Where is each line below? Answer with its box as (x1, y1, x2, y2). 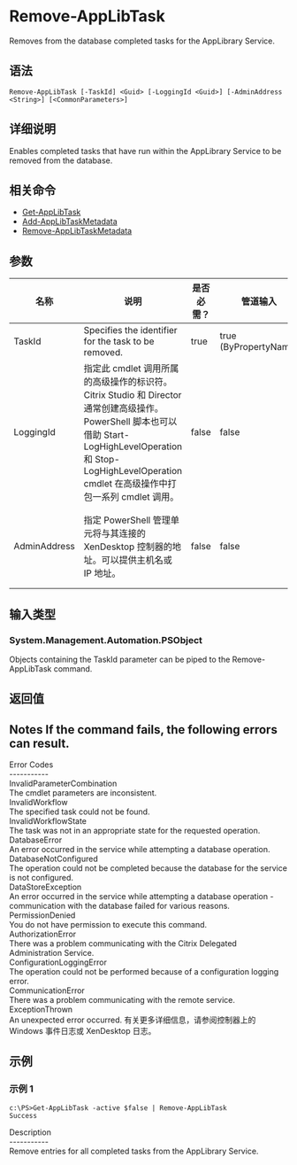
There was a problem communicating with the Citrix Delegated (9, 938, 237, 949)
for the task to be (83, 335, 155, 347)
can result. (9, 735, 70, 750)
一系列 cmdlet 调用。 (92, 491, 179, 503)
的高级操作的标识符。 (83, 376, 172, 388)
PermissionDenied (9, 910, 76, 920)
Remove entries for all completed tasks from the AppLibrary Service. (9, 1146, 259, 1156)
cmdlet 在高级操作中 (83, 478, 168, 490)
